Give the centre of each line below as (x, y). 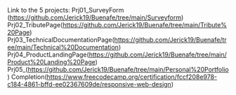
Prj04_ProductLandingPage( (48, 54)
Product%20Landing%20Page (52, 62)
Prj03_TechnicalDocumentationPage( (61, 40)
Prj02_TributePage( (35, 25)
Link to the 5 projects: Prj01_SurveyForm (66, 10)
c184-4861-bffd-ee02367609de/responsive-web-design (90, 84)
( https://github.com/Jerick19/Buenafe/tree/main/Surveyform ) (96, 17)
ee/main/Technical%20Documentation (63, 47)
